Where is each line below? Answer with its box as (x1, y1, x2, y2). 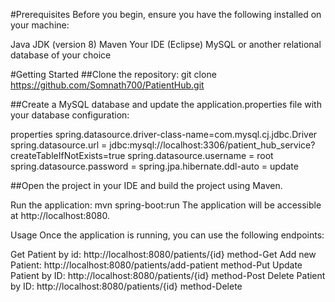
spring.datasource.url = (10, 139, 108, 151)
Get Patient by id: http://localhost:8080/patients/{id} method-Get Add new (10, 249, 317, 260)
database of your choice (10, 49, 112, 61)
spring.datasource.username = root (127, 150, 274, 161)
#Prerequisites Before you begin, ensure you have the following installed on (10, 9, 322, 20)
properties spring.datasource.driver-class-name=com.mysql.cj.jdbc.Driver (10, 129, 318, 140)
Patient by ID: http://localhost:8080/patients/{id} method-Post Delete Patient (10, 270, 326, 281)
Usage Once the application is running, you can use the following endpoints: (10, 229, 325, 241)
